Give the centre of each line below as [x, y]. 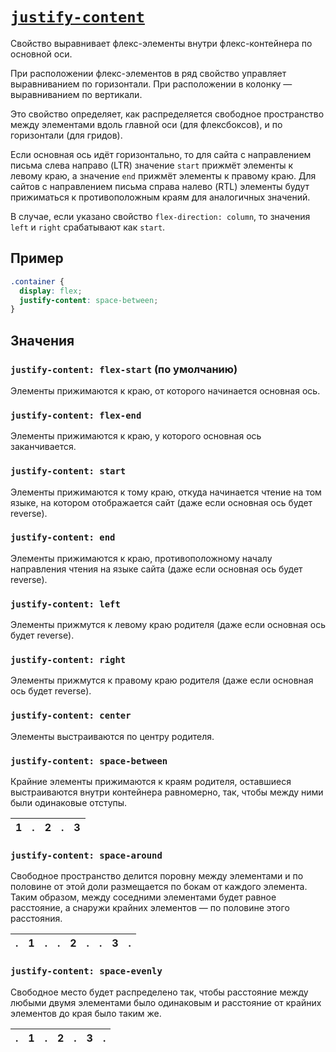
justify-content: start [68, 471]
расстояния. [36, 919]
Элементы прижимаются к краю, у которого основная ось [136, 436]
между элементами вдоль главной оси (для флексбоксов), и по [146, 124]
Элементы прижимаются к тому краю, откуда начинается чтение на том [166, 492]
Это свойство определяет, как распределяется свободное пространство [167, 114]
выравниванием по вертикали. [76, 94]
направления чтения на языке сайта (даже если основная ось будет [156, 569]
